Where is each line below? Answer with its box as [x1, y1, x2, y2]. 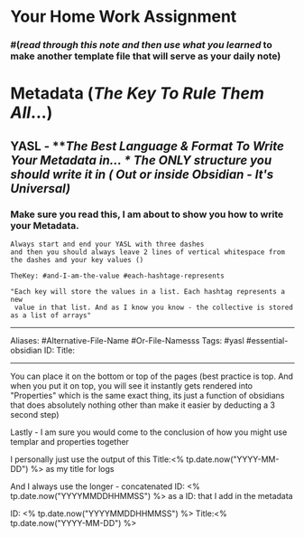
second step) [10, 409, 60, 419]
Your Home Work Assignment [10, 6, 237, 27]
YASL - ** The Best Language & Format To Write [10, 138, 285, 154]
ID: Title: [43, 344, 76, 355]
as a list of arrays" [10, 310, 92, 320]
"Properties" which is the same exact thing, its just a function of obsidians [10, 390, 285, 400]
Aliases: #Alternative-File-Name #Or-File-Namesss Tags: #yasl [10, 334, 244, 345]
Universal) [10, 181, 71, 196]
